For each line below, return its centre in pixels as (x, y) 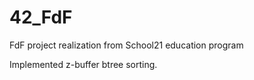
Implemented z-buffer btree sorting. (83, 64)
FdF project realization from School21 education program (126, 45)
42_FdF (41, 17)
